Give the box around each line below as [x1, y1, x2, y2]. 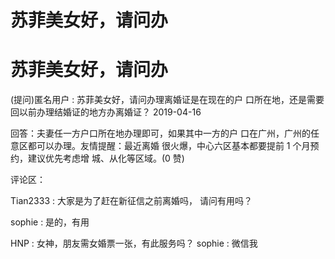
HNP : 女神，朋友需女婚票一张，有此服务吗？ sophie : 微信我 [10, 237, 258, 250]
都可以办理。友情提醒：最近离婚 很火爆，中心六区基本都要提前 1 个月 [27, 140, 311, 152]
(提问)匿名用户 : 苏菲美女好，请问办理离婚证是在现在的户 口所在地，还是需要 [10, 94, 325, 106]
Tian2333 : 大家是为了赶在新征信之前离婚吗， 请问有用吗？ [10, 195, 253, 207]
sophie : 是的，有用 [10, 216, 90, 228]
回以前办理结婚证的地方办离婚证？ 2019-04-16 [10, 106, 202, 118]
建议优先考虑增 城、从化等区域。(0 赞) [27, 152, 185, 165]
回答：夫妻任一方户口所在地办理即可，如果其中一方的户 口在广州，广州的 [10, 127, 311, 140]
